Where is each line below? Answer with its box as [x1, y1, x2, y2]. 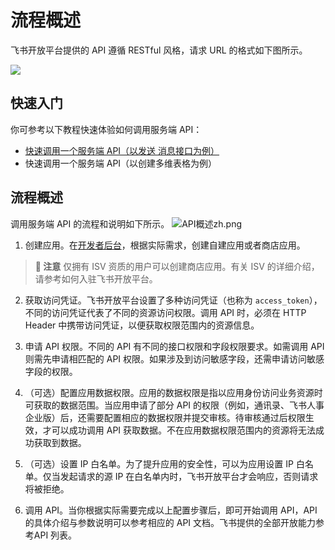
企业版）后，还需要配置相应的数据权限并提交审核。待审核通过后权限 [24, 411, 306, 423]
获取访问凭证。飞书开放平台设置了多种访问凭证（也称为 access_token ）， [24, 294, 323, 306]
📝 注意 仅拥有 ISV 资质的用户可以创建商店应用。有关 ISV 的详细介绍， [34, 260, 320, 272]
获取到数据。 [33, 436, 87, 448]
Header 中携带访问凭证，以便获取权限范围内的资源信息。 [24, 319, 260, 331]
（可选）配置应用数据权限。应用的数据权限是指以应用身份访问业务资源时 [24, 386, 323, 398]
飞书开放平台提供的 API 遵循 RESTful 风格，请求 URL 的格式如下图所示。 [10, 44, 308, 56]
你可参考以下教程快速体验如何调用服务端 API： [10, 123, 203, 135]
